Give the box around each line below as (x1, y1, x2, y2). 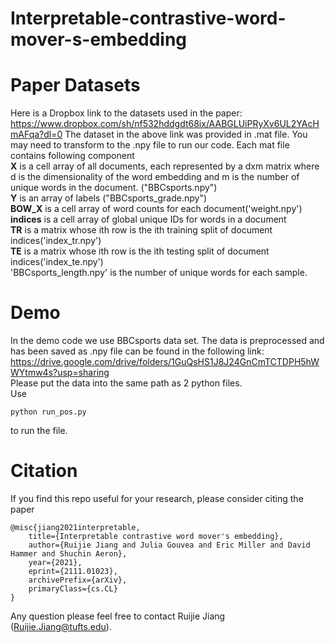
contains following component (10, 150, 135, 162)
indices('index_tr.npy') (10, 235, 102, 247)
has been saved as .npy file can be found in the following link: (10, 345, 265, 357)
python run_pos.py (10, 407, 87, 417)
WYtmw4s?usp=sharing (10, 367, 110, 379)
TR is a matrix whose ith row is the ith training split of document (10, 224, 273, 236)
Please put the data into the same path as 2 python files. (10, 377, 243, 389)
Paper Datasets (10, 74, 141, 97)
